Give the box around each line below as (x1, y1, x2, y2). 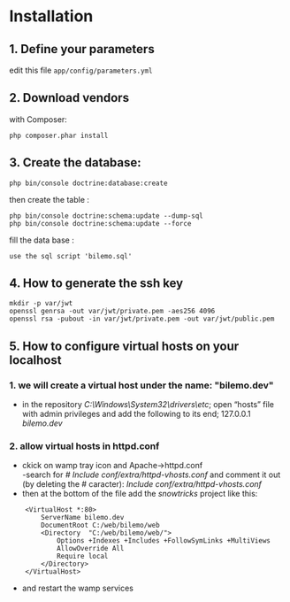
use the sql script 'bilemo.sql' (9, 251, 133, 260)
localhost (9, 352, 62, 367)
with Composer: (9, 113, 68, 125)
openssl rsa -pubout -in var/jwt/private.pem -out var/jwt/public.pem (9, 314, 275, 324)
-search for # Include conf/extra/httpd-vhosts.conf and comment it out (21, 469, 281, 480)
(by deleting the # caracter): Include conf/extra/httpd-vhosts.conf (21, 479, 263, 490)
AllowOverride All (56, 544, 125, 553)
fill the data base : (9, 235, 75, 245)
